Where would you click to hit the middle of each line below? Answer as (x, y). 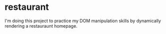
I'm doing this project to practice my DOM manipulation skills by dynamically (83, 21)
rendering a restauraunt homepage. (41, 26)
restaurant (27, 7)
